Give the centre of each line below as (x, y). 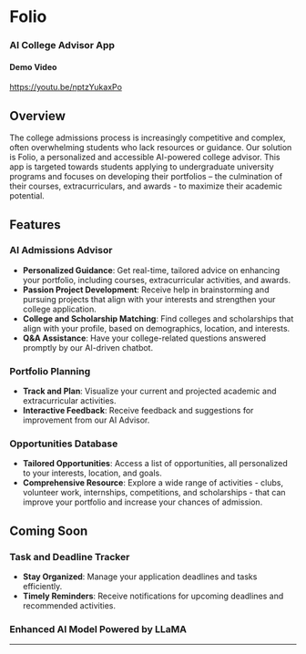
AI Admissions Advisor (61, 250)
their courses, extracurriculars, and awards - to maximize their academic (146, 186)
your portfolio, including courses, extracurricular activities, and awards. (157, 280)
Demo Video (33, 66)
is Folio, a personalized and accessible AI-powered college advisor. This (145, 158)
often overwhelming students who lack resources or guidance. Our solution (151, 148)
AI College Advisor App (62, 46)
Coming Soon (49, 531)
